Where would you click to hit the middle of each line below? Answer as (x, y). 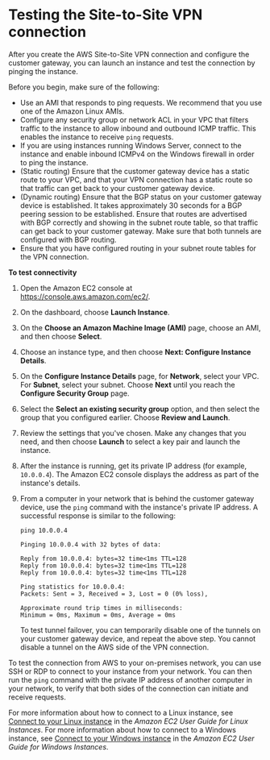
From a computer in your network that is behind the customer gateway (137, 498)
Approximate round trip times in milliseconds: (101, 608)
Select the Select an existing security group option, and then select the (140, 409)
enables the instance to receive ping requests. (97, 137)
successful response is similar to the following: (98, 515)
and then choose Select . (61, 336)
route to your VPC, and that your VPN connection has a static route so (136, 180)
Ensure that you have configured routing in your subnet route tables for (138, 248)
